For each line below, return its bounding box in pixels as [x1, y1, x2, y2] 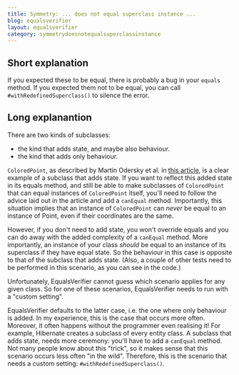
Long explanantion [7, 111, 93, 124]
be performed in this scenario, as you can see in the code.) [7, 263, 181, 271]
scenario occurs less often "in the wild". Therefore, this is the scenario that [7, 351, 227, 360]
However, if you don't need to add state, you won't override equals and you [7, 225, 229, 234]
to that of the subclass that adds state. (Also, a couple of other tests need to [7, 255, 232, 264]
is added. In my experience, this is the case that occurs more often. [7, 314, 205, 322]
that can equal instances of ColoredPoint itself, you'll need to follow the [7, 189, 218, 197]
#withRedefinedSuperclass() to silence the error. [7, 91, 150, 100]
